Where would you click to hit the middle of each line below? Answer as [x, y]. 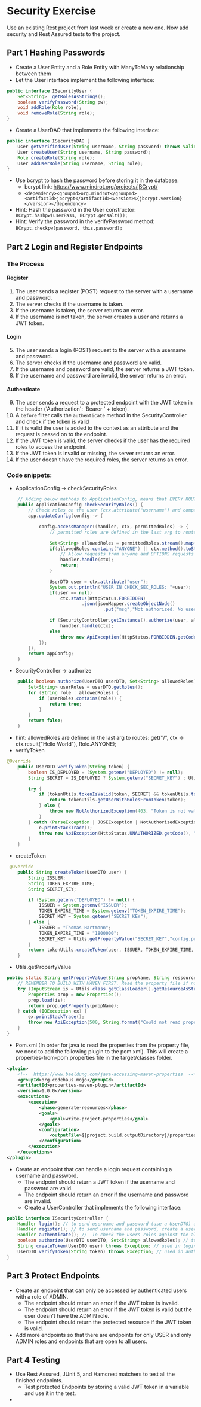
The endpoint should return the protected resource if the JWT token [108, 1322]
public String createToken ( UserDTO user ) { [72, 873]
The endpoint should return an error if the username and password [107, 1195]
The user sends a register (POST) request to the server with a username [104, 291]
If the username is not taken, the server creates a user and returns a [99, 317]
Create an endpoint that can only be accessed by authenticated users [101, 1290]
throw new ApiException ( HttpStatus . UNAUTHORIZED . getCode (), [115, 833]
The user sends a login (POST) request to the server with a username [101, 350]
